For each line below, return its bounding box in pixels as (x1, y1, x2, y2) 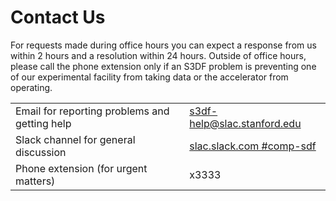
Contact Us (10, 6, 106, 29)
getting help (15, 116, 72, 130)
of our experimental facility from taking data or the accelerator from (10, 71, 289, 83)
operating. (10, 81, 53, 93)
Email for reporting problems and (15, 104, 170, 118)
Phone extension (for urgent (15, 161, 148, 175)
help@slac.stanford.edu (189, 116, 302, 130)
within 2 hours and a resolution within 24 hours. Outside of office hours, (10, 49, 307, 61)
